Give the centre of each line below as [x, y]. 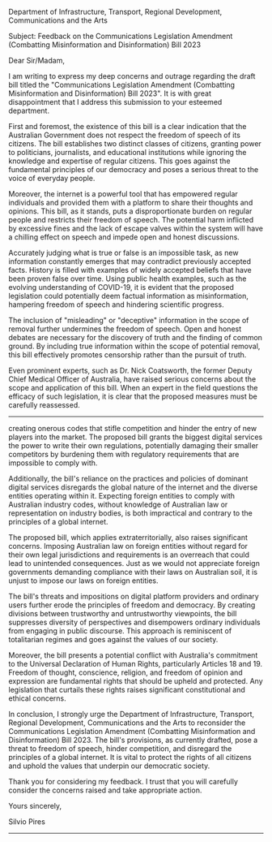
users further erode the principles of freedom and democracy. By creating [132, 605]
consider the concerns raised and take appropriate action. [105, 790]
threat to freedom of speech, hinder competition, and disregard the [120, 749]
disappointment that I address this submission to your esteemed [115, 102]
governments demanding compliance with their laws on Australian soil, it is [133, 572]
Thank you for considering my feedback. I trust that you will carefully [123, 782]
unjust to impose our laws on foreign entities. [84, 581]
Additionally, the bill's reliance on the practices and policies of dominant [128, 479]
